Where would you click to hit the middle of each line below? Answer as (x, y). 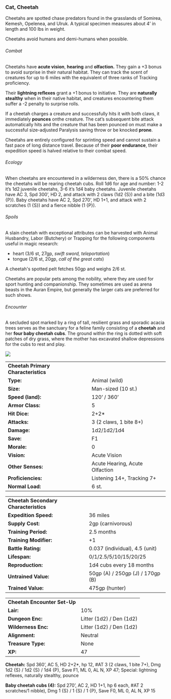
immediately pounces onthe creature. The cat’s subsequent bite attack (80, 119)
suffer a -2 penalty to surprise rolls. (42, 104)
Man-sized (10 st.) (114, 389)
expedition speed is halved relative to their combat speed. (66, 150)
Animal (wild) (107, 381)
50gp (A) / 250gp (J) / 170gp (125, 573)
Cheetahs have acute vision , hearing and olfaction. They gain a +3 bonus (83, 66)
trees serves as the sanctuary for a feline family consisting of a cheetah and (85, 328)
